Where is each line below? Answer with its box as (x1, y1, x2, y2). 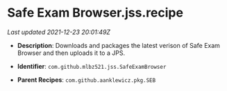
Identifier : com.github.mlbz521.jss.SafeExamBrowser (17, 62, 167, 70)
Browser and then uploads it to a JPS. (17, 49, 126, 57)
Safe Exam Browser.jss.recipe (7, 5, 184, 21)
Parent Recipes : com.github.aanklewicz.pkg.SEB (17, 75, 156, 84)
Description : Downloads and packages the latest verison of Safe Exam (17, 41, 221, 49)
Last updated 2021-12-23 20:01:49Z (7, 28, 111, 36)
